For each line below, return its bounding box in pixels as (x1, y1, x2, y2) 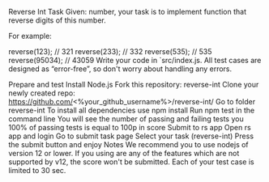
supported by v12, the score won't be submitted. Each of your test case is (8, 157, 255, 167)
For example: (8, 32, 53, 40)
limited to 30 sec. (8, 166, 66, 175)
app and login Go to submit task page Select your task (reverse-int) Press (8, 131, 254, 141)
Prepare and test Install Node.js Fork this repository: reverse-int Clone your (8, 80, 259, 89)
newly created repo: (8, 88, 75, 98)
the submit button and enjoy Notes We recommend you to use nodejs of (8, 140, 249, 149)
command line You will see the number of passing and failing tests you (8, 114, 245, 124)
